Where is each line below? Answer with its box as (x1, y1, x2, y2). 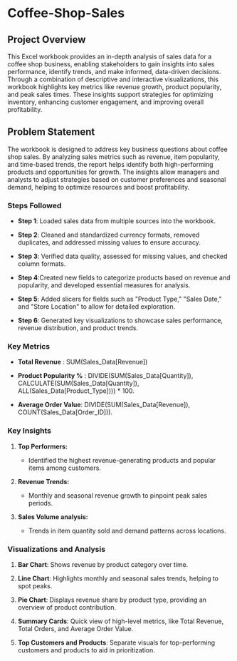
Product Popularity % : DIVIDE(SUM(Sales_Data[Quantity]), (17, 372, 194, 380)
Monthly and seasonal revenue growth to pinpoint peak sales (28, 491, 208, 500)
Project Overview (7, 34, 86, 46)
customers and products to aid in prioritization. (17, 646, 155, 654)
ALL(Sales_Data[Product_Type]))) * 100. (17, 386, 135, 395)
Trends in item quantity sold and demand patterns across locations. (28, 526, 226, 535)
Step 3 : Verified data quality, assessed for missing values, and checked (17, 252, 228, 261)
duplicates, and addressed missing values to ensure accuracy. (17, 238, 201, 247)
